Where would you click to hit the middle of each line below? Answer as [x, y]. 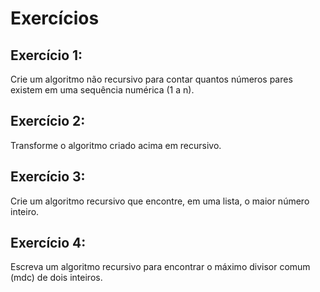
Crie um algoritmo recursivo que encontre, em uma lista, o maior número [160, 201]
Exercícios [55, 18]
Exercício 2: [48, 121]
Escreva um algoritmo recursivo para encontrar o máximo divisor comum [160, 267]
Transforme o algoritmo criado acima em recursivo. [116, 145]
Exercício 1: [46, 55]
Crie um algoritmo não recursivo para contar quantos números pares [151, 79]
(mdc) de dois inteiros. [56, 278]
